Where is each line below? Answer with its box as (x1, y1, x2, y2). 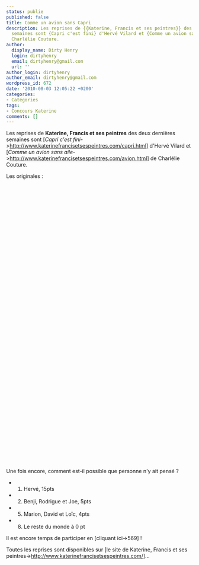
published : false (6, 14, 49, 20)
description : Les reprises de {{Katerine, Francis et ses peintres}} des (6, 25, 192, 31)
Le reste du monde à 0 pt (23, 523, 85, 531)
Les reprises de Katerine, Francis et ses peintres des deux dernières (6, 130, 176, 137)
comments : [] (6, 113, 38, 119)
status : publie (6, 8, 44, 15)
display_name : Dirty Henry (11, 47, 78, 53)
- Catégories (6, 97, 38, 103)
